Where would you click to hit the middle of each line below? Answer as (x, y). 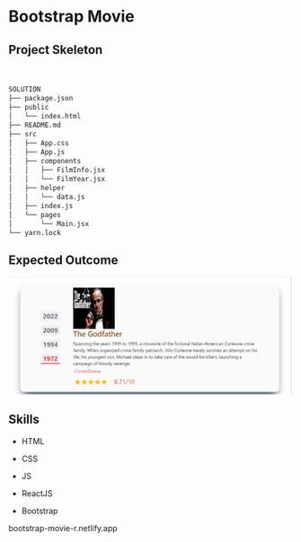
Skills (24, 420)
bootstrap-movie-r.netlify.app (63, 528)
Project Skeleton (56, 50)
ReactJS (37, 493)
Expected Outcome (63, 261)
